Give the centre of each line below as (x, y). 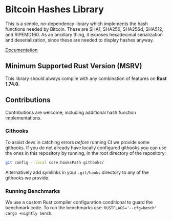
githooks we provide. (27, 177)
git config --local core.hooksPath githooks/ (55, 163)
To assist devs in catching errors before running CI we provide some (78, 142)
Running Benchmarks (33, 191)
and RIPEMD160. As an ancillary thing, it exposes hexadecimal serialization (84, 34)
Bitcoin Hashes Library (55, 9)
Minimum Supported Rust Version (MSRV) (74, 66)
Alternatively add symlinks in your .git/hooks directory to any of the (77, 172)
